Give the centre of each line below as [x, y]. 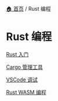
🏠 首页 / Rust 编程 [29, 9]
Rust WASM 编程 [26, 92]
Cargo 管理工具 [25, 67]
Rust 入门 [18, 54]
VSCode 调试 [22, 80]
